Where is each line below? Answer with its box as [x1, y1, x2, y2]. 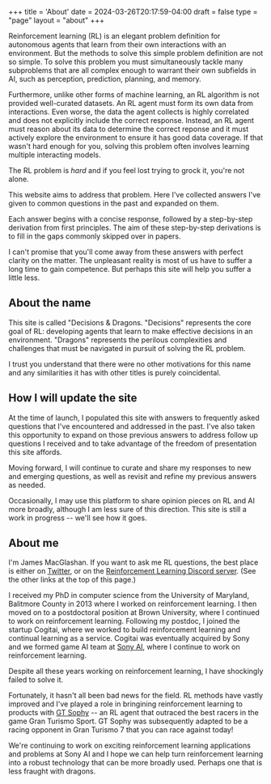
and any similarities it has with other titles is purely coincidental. [8, 367, 221, 377]
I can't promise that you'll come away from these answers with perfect [8, 247, 243, 256]
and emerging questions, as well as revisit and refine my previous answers [8, 471, 257, 481]
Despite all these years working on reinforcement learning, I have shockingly [8, 667, 264, 676]
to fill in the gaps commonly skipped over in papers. [8, 231, 181, 241]
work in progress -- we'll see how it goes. [8, 513, 147, 523]
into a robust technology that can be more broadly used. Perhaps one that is [8, 758, 263, 768]
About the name [8, 296, 91, 310]
